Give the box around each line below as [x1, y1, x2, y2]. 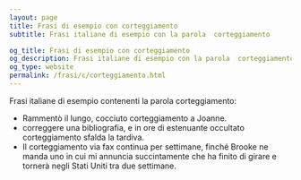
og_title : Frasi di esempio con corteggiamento [9, 46, 191, 55]
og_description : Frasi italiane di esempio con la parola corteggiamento [9, 55, 295, 64]
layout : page [9, 13, 58, 22]
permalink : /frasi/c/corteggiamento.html [9, 71, 167, 81]
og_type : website [9, 63, 74, 72]
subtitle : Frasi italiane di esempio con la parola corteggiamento [9, 30, 271, 39]
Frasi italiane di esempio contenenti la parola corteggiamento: [9, 95, 237, 106]
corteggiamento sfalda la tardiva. [21, 132, 145, 142]
